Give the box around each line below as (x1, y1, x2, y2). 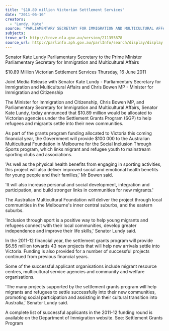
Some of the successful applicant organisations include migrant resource (5, 263, 157, 269)
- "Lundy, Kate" (10, 21, 44, 27)
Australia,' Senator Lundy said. (5, 299, 69, 305)
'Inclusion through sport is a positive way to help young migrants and (5, 217, 148, 223)
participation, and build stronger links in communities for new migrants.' (5, 187, 154, 193)
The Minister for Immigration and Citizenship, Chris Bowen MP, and (5, 99, 144, 105)
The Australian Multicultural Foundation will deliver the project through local (5, 196, 162, 202)
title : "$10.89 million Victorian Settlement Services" (5, 7, 125, 13)
